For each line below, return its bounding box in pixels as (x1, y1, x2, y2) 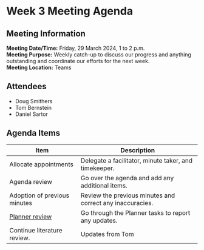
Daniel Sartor (15, 110, 49, 118)
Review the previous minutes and (81, 191, 175, 200)
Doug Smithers (15, 97, 53, 104)
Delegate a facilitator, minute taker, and (81, 156, 193, 164)
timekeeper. (81, 164, 115, 172)
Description (120, 146, 155, 154)
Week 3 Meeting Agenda (6, 4, 134, 18)
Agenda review (9, 177, 53, 186)
